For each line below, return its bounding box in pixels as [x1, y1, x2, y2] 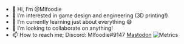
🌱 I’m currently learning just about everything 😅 [12, 18, 132, 25]
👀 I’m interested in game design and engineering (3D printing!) [12, 12, 168, 19]
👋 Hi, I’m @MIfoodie [12, 6, 62, 12]
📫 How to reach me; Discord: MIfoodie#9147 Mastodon [12, 32, 152, 38]
